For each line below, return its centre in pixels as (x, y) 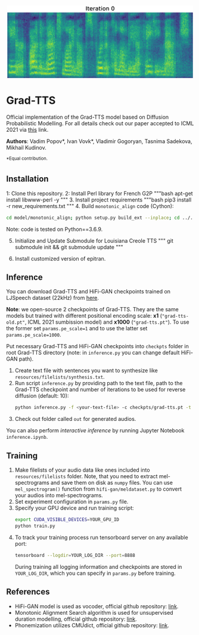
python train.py (35, 526)
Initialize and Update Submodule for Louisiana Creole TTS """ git (94, 240)
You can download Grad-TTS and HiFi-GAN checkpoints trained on (88, 292)
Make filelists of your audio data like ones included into (82, 470)
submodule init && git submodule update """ (69, 247)
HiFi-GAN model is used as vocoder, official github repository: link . (97, 606)
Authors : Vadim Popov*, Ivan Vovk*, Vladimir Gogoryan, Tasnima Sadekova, (99, 141)
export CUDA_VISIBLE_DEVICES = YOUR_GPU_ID (67, 520)
